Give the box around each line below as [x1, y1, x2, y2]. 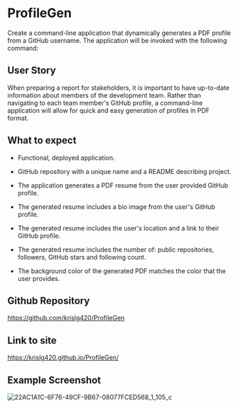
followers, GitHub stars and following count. [17, 253, 146, 261]
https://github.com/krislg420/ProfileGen [7, 314, 125, 322]
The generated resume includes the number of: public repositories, [17, 245, 215, 254]
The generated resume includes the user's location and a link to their [17, 223, 220, 233]
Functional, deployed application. [17, 153, 115, 162]
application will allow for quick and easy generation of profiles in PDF [7, 106, 210, 115]
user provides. [17, 274, 60, 282]
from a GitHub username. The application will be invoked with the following [7, 36, 227, 44]
